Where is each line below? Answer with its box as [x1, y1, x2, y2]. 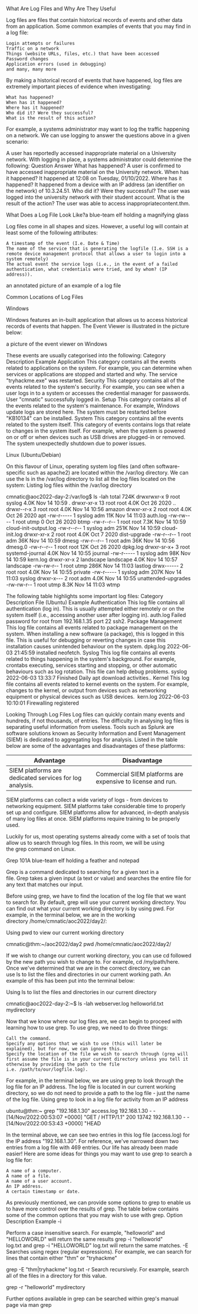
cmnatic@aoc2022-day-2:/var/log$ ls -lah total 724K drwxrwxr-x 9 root [6, 493, 180, 500]
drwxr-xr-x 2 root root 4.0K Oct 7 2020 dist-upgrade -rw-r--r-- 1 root [23, 531, 192, 538]
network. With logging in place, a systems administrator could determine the [6, 156, 192, 163]
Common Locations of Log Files [6, 293, 84, 301]
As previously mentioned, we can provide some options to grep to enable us [6, 1199, 192, 1206]
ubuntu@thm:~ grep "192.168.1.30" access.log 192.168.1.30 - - [6, 1108, 156, 1114]
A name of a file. [6, 1173, 51, 1179]
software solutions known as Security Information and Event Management [6, 730, 186, 737]
